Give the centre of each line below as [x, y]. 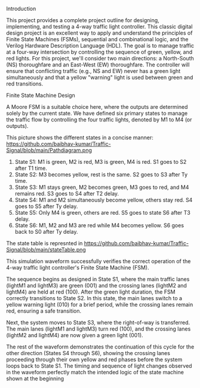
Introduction [21, 9]
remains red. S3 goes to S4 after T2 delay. [67, 193]
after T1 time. [31, 168]
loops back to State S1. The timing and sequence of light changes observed [99, 366]
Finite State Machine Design [41, 95]
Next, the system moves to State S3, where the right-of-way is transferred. [98, 323]
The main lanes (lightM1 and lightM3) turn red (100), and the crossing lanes [99, 329]
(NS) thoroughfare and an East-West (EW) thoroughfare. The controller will [98, 65]
